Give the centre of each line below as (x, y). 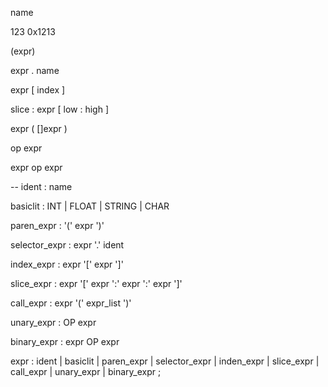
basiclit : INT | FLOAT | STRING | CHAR (90, 206)
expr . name (35, 70)
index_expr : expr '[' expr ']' (67, 264)
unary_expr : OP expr (53, 322)
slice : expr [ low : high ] (60, 109)
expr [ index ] (38, 90)
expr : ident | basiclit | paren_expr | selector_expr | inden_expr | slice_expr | (165, 361)
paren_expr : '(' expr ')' (57, 225)
